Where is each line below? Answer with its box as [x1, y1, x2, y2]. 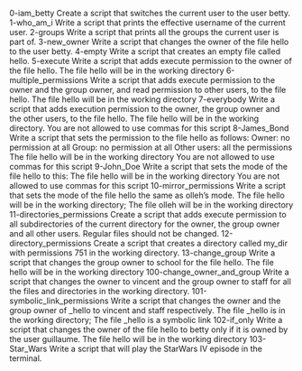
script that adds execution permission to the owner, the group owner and [9, 104, 280, 114]
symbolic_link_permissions [9, 295, 109, 306]
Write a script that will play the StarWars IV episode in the [49, 343, 263, 354]
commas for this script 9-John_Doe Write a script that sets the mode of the [9, 162, 288, 172]
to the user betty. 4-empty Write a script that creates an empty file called [9, 46, 281, 57]
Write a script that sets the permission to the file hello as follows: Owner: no [9, 133, 290, 143]
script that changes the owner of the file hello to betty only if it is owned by [9, 324, 288, 335]
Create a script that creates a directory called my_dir [93, 238, 288, 248]
